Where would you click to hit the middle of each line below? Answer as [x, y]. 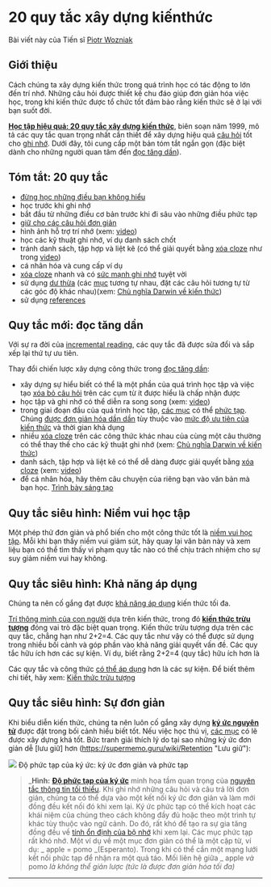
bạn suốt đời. [30, 110]
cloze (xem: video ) [51, 471]
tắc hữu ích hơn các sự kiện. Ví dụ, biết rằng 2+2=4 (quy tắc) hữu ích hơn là [134, 653]
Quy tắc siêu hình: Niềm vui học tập [100, 513]
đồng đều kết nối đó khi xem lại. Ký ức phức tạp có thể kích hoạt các [142, 806]
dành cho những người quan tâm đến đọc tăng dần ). [95, 152]
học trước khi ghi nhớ [55, 205]
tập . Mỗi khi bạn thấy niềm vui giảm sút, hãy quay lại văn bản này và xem [129, 541]
